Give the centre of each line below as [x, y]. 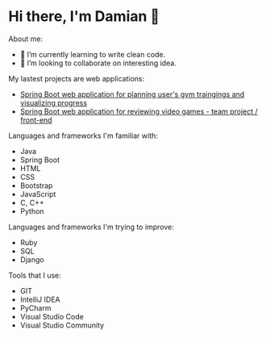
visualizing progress [53, 102]
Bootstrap [36, 186]
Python [32, 211]
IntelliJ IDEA [40, 299]
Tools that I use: [35, 275]
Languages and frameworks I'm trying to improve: [91, 227]
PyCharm [35, 308]
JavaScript [38, 194]
